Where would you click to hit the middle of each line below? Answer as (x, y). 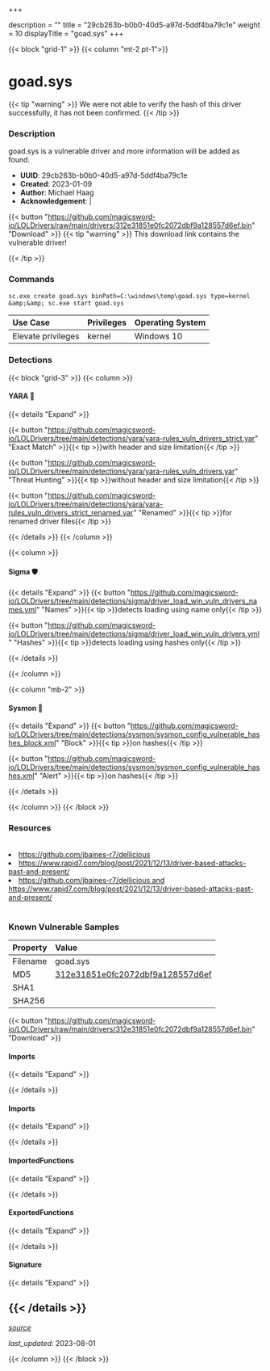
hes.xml (21, 776)
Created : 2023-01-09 (56, 184)
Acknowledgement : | (56, 201)
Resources (30, 828)
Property (30, 948)
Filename (30, 961)
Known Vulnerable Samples (64, 927)
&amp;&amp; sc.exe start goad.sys (66, 303)
